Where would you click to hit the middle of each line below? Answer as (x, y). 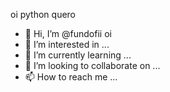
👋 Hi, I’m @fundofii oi (68, 33)
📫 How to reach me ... (71, 77)
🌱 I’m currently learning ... (78, 55)
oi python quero (43, 14)
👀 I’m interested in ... (67, 44)
